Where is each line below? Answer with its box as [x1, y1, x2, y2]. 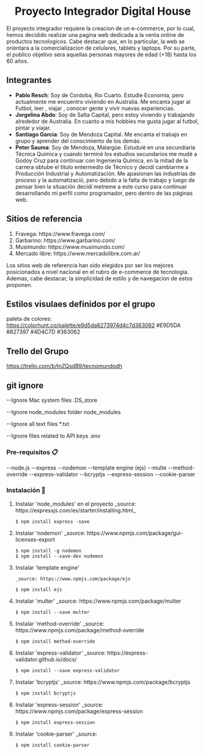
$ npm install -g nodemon [15, 548, 81, 554]
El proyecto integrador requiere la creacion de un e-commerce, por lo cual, [6, 25, 195, 32]
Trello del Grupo [6, 346, 69, 356]
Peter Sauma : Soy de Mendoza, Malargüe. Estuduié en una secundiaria [15, 143, 196, 151]
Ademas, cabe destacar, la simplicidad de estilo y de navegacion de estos [6, 275, 193, 282]
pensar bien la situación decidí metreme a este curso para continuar [15, 183, 187, 190]
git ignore [6, 380, 44, 391]
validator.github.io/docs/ [15, 656, 77, 663]
